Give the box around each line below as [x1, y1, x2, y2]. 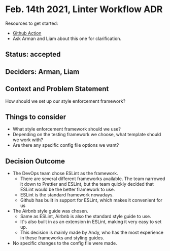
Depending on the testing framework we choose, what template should [12, 132, 161, 138]
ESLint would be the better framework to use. [20, 186, 115, 193]
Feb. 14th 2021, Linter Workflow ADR [5, 4, 163, 15]
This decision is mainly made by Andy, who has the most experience [20, 229, 164, 236]
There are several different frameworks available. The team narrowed [20, 176, 165, 182]
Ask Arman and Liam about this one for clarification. [12, 35, 122, 41]
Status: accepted [5, 50, 61, 59]
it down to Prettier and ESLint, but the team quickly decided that [20, 181, 154, 187]
